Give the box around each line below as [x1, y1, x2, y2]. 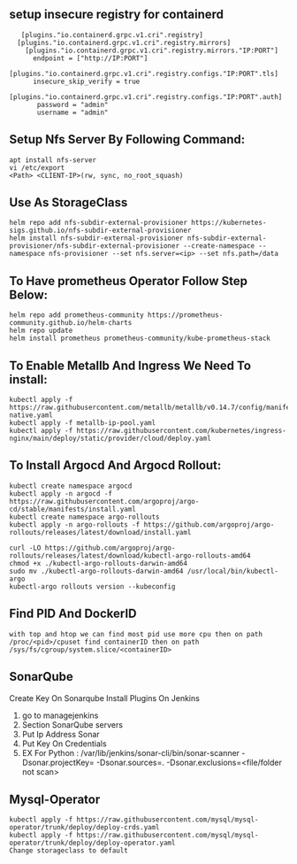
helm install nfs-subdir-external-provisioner [9, 234, 184, 243]
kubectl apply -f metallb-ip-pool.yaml [9, 419, 156, 428]
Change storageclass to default [9, 846, 128, 855]
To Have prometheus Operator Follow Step [9, 274, 248, 289]
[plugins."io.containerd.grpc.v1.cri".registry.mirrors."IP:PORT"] [25, 46, 278, 55]
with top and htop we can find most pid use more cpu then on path [9, 629, 263, 638]
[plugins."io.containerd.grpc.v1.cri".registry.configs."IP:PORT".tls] [9, 69, 278, 78]
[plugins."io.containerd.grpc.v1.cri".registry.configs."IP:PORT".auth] [9, 92, 283, 101]
